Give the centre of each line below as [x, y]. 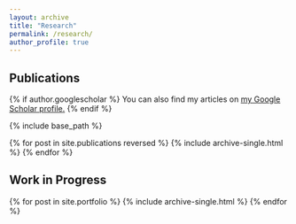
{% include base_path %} [56, 126]
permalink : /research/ [51, 34]
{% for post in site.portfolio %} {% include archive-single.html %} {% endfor [148, 201]
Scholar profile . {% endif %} [61, 109]
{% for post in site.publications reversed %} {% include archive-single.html [146, 143]
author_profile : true [49, 42]
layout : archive [39, 17]
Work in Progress [58, 180]
